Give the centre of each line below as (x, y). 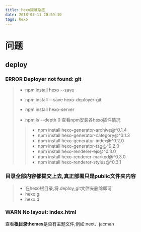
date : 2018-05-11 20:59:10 (33, 15)
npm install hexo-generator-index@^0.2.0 (81, 141)
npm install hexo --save (50, 90)
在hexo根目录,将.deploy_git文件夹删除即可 (68, 188)
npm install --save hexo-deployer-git (63, 100)
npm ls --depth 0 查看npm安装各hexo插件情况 (73, 120)
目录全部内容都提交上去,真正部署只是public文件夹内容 (70, 176)
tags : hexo (17, 19)
